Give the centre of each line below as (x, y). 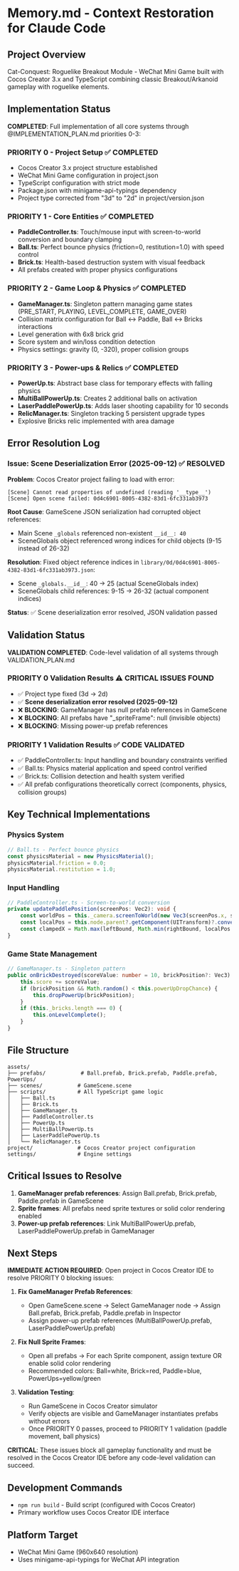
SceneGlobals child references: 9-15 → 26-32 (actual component (113, 591)
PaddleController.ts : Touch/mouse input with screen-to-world (109, 232)
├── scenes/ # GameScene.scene (70, 1085)
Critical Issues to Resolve (65, 1176)
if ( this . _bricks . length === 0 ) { (71, 1008)
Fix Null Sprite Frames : (52, 1342)
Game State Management (52, 954)
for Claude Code (57, 28)
